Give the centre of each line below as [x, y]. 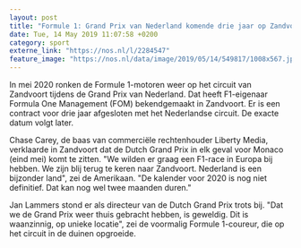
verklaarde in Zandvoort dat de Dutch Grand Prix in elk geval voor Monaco [146, 150]
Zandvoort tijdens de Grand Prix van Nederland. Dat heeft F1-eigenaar [139, 94]
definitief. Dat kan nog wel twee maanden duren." [100, 188]
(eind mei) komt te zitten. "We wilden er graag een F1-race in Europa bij [141, 159]
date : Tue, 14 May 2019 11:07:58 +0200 [84, 34]
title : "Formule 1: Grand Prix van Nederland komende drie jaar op [138, 26]
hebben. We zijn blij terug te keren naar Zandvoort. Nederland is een [136, 168]
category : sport [39, 43]
